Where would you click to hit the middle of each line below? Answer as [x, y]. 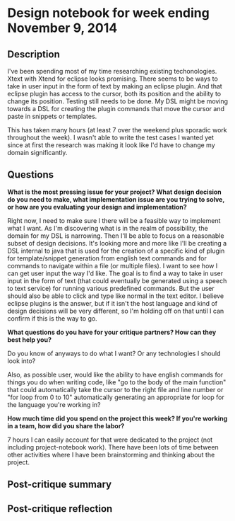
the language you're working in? [54, 404]
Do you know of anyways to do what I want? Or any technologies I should [114, 353]
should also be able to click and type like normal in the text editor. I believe [116, 296]
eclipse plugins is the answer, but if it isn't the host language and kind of [112, 303]
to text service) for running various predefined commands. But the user [111, 288]
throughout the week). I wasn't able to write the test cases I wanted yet [110, 137]
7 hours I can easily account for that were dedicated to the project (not [110, 440]
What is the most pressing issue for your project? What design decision [115, 192]
